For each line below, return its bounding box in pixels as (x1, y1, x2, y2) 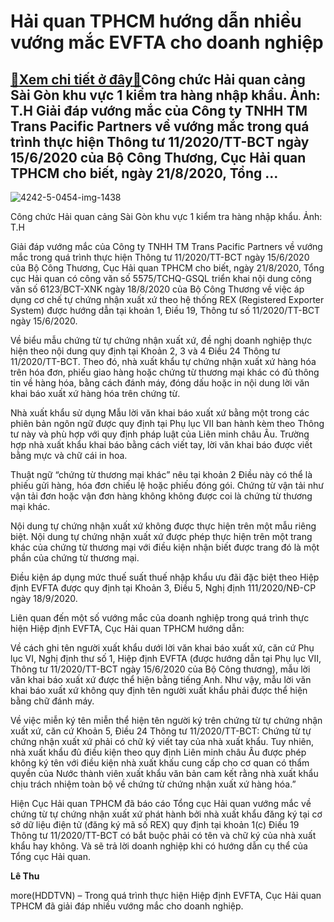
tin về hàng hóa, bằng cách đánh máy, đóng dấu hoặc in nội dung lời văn (10, 377, 310, 389)
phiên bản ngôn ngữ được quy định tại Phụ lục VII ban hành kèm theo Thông (10, 418, 325, 429)
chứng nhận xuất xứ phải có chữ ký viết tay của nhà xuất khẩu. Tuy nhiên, (10, 736, 315, 747)
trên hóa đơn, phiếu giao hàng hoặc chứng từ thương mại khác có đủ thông (10, 366, 320, 378)
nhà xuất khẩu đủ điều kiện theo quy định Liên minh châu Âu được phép (10, 746, 307, 758)
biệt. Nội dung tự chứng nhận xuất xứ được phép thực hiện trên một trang (10, 531, 313, 542)
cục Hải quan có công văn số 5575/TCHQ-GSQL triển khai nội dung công (10, 273, 312, 284)
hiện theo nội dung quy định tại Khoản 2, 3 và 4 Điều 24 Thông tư (10, 345, 281, 357)
